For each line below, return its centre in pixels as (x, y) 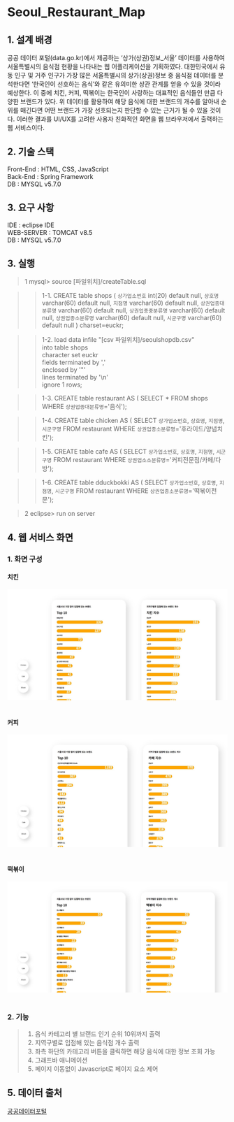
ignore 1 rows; (62, 384)
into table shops (65, 347)
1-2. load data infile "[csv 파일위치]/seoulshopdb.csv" (118, 340)
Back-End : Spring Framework (50, 176)
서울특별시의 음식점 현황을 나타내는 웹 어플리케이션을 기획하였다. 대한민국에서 (113, 66)
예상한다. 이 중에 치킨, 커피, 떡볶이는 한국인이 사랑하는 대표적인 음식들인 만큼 (111, 93)
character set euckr (70, 355)
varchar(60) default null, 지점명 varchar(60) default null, (120, 303)
